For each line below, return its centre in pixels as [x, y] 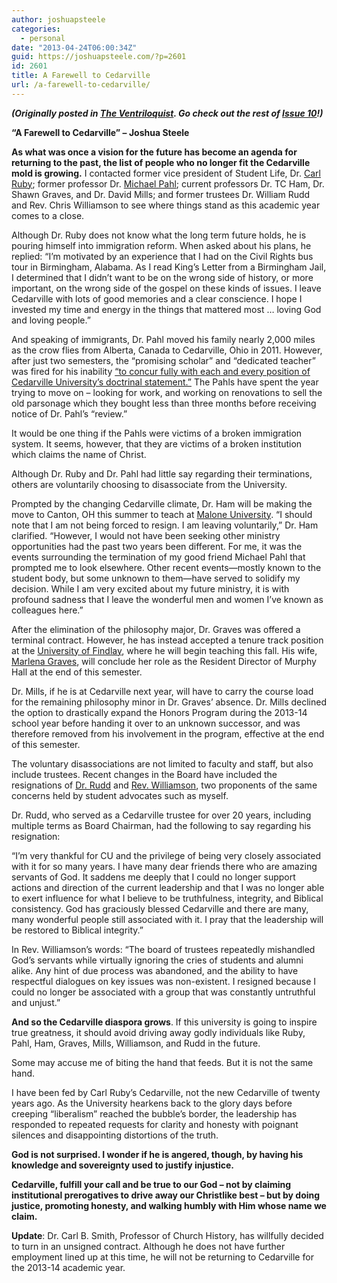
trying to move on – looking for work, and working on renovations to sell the [167, 392]
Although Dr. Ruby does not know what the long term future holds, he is [159, 235]
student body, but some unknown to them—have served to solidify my [156, 578]
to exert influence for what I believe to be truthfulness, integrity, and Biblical [167, 898]
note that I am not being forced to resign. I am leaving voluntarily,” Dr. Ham [165, 525]
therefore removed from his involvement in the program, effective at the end [168, 733]
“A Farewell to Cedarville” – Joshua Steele [100, 132]
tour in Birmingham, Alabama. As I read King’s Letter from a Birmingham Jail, [169, 267]
